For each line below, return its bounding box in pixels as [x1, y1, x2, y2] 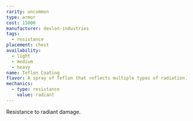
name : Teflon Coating [6, 70, 60, 76]
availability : [6, 48, 42, 54]
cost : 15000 [6, 20, 36, 26]
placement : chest [6, 42, 49, 48]
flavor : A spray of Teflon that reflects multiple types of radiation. [6, 75, 188, 81]
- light [11, 53, 31, 59]
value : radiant [17, 92, 55, 98]
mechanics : [6, 81, 33, 87]
